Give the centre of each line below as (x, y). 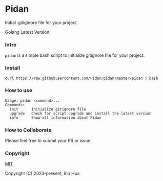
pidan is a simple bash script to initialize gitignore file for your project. (75, 55)
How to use (19, 90)
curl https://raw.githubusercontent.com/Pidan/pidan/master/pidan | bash (82, 78)
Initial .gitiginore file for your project (41, 23)
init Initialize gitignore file (48, 109)
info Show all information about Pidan (55, 118)
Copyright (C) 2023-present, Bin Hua (42, 173)
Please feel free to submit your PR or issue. (48, 141)
